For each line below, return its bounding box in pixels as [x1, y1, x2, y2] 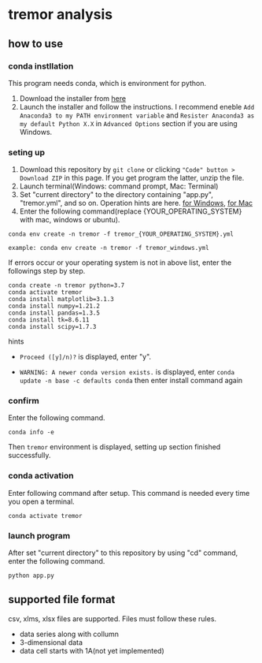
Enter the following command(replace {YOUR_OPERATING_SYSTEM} [19, 207, 242, 216]
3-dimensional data [19, 637, 83, 647]
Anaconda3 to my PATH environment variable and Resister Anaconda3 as [19, 110, 255, 120]
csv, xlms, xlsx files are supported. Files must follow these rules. [8, 613, 217, 624]
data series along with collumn [19, 629, 120, 639]
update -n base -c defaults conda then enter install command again [19, 376, 243, 386]
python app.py [8, 572, 55, 580]
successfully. [8, 451, 51, 460]
